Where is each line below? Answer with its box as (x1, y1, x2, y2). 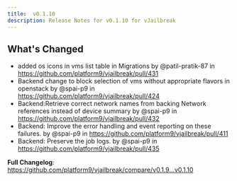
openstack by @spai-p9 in (17, 84, 95, 93)
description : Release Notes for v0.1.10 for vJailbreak (7, 17, 176, 24)
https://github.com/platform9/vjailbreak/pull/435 (17, 144, 160, 153)
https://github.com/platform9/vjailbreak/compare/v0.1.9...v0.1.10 (7, 165, 194, 174)
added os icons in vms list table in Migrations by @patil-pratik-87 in (17, 62, 215, 71)
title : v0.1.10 (7, 10, 55, 18)
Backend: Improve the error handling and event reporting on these (17, 122, 211, 131)
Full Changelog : (7, 158, 55, 167)
